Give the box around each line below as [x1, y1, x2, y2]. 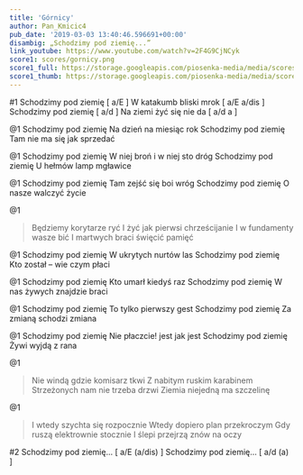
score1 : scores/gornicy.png [9, 55, 115, 64]
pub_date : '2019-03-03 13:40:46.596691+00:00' [9, 30, 188, 39]
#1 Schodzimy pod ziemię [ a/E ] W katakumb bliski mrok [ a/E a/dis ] [9, 96, 265, 107]
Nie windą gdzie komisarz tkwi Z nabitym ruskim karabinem [31, 375, 253, 386]
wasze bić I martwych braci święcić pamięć [31, 232, 194, 242]
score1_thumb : [9, 72, 63, 81]
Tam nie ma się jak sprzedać [9, 132, 115, 144]
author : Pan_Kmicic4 [9, 22, 87, 31]
